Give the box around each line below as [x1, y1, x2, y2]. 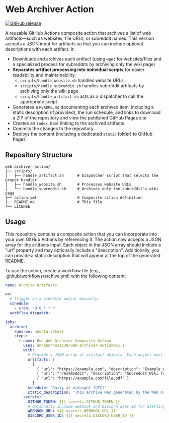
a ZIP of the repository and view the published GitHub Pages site [12, 114, 147, 120]
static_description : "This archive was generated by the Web [27, 390, 158, 395]
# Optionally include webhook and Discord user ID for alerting [27, 404, 165, 409]
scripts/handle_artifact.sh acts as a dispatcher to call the [20, 93, 143, 99]
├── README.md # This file [5, 199, 102, 205]
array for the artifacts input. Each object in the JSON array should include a [5, 241, 161, 248]
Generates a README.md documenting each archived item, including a [12, 104, 154, 110]
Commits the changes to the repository [12, 125, 94, 132]
